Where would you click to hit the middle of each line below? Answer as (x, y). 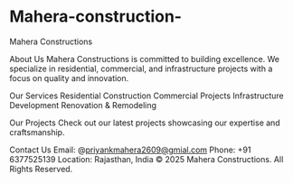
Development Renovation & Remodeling (83, 105)
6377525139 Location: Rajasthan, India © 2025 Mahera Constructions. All (146, 159)
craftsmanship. (37, 132)
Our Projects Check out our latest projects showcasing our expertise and (145, 123)
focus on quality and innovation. (69, 78)
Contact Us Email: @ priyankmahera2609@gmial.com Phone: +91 (130, 150)
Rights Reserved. (41, 169)
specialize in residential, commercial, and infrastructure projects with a (141, 69)
